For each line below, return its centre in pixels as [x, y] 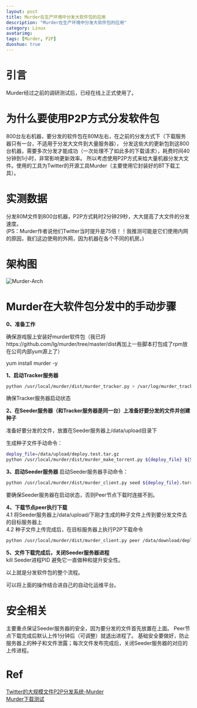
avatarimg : [19, 34]
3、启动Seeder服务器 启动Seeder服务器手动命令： [67, 472]
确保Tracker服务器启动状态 [39, 398]
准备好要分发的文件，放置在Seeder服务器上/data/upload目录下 [81, 431]
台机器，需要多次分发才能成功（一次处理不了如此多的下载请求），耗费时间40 [98, 151]
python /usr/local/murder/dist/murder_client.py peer [73, 541]
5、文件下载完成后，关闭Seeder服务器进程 [58, 552]
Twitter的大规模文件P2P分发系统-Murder [55, 692]
